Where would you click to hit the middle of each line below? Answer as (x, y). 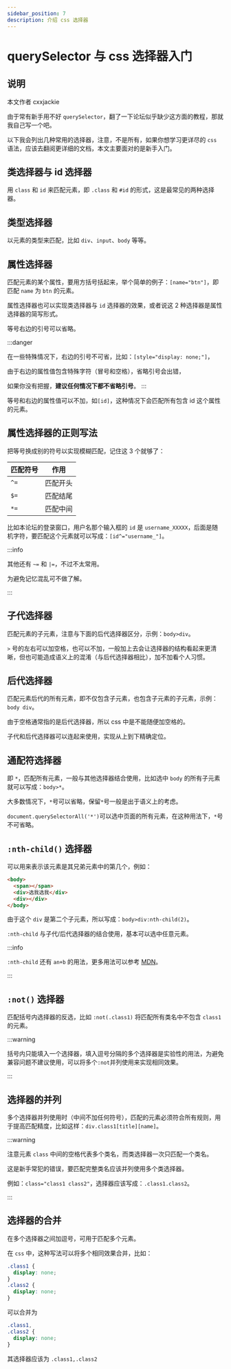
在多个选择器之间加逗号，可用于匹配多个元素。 (73, 1238)
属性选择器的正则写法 (52, 433)
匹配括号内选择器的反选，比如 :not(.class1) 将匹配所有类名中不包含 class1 (114, 1017)
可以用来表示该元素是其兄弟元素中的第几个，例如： (79, 867)
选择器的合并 (34, 1220)
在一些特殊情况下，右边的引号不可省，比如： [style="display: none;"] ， (110, 357)
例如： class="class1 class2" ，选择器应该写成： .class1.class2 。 (100, 1183)
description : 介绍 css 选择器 (48, 20)
